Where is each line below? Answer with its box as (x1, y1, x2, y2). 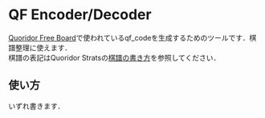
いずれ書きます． (8, 101, 65, 111)
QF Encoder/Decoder (8, 6, 152, 24)
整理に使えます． (14, 42, 72, 53)
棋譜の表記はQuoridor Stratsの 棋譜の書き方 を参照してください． (8, 53, 221, 62)
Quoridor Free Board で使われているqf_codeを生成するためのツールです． (8, 33, 251, 42)
